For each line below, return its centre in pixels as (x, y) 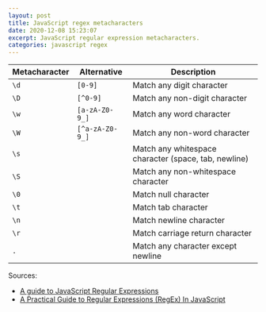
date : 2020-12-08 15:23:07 (53, 30)
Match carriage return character (192, 233)
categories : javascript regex (58, 45)
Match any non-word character (191, 133)
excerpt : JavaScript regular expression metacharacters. (104, 38)
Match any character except (185, 246)
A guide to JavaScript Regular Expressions (89, 291)
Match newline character (179, 221)
